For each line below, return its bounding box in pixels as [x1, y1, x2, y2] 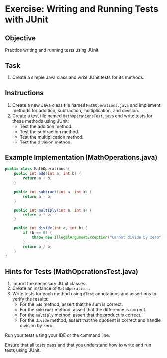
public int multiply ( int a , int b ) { [14, 208, 92, 213]
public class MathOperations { [5, 166, 70, 172]
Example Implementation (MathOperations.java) [5, 153, 158, 162]
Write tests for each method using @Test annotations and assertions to [12, 291, 157, 297]
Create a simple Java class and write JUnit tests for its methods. [12, 74, 144, 80]
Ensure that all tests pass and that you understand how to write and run [5, 342, 152, 348]
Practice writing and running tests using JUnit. [5, 47, 100, 53]
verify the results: [12, 296, 49, 302]
